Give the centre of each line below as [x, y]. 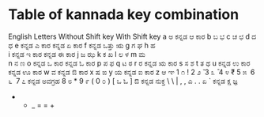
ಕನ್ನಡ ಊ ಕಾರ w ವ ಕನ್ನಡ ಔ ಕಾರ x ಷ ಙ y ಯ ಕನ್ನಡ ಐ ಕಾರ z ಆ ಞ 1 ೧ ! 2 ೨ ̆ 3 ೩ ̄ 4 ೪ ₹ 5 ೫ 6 [132, 72]
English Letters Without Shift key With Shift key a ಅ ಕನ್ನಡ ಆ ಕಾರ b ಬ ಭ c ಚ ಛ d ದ [132, 36]
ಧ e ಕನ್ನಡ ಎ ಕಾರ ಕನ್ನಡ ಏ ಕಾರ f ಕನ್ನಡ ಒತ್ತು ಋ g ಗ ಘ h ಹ [82, 45]
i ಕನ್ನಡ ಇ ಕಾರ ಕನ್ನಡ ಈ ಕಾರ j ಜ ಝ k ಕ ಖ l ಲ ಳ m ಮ [77, 54]
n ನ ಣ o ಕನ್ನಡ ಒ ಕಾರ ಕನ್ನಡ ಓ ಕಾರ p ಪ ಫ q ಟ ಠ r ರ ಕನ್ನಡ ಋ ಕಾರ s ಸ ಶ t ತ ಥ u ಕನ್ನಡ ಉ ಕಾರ [129, 63]
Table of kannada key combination [124, 15]
